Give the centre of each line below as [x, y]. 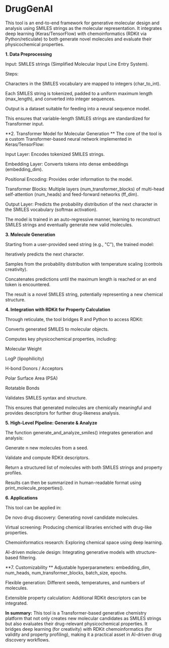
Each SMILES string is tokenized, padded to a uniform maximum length [79, 93]
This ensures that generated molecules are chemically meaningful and [78, 408]
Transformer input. [25, 124]
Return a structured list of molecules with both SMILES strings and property [84, 467]
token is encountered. [28, 285]
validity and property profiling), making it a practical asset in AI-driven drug [83, 634]
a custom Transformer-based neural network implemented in [69, 139]
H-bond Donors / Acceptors [34, 368]
